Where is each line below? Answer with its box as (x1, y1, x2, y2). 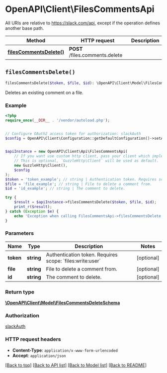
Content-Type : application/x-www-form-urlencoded (12, 347, 118, 353)
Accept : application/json (12, 352, 66, 359)
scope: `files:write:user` (46, 257, 101, 264)
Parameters (5, 230, 34, 237)
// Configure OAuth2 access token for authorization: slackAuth (5, 131, 141, 136)
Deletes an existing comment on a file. (5, 90, 83, 95)
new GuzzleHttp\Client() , (14, 163, 68, 168)
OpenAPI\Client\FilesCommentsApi (5, 3, 155, 15)
